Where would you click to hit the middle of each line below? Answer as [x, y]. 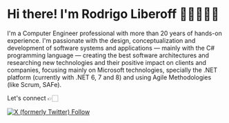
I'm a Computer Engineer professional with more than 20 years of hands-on [114, 33]
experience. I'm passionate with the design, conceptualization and [101, 40]
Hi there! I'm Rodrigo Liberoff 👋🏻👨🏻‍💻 [113, 14]
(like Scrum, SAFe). [34, 84]
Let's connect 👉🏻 [33, 98]
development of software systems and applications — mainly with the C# [111, 48]
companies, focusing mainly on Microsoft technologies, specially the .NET [112, 70]
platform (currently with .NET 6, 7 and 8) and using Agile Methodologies [109, 77]
